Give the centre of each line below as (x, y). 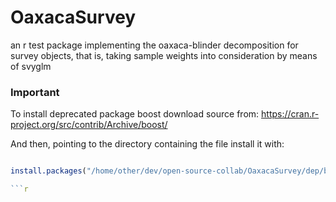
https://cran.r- (290, 114)
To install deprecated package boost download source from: (135, 114)
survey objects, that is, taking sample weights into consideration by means (164, 55)
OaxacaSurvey (73, 17)
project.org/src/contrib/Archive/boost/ (89, 125)
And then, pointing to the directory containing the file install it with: (147, 144)
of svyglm (31, 66)
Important (35, 92)
